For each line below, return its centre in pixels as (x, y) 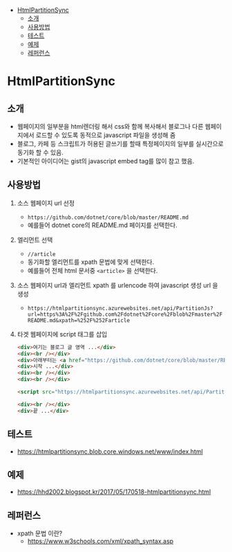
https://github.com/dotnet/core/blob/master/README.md (108, 217)
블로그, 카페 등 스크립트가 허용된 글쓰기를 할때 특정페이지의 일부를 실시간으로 (120, 144)
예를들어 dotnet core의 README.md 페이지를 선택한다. (103, 225)
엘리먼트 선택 (35, 240)
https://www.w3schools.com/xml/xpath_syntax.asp (100, 541)
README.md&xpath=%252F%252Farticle (78, 320)
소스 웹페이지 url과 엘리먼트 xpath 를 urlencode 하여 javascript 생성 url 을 (118, 285)
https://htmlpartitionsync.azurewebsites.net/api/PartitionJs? (120, 308)
